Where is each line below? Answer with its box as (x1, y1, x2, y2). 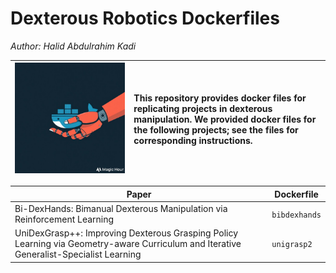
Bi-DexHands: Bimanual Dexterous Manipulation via (14, 203, 228, 215)
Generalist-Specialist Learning (14, 248, 142, 261)
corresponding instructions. (133, 134, 253, 146)
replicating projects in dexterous (133, 102, 273, 114)
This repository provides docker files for (133, 92, 307, 104)
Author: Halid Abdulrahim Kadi (10, 40, 137, 52)
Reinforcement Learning (14, 213, 115, 226)
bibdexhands (271, 210, 322, 220)
